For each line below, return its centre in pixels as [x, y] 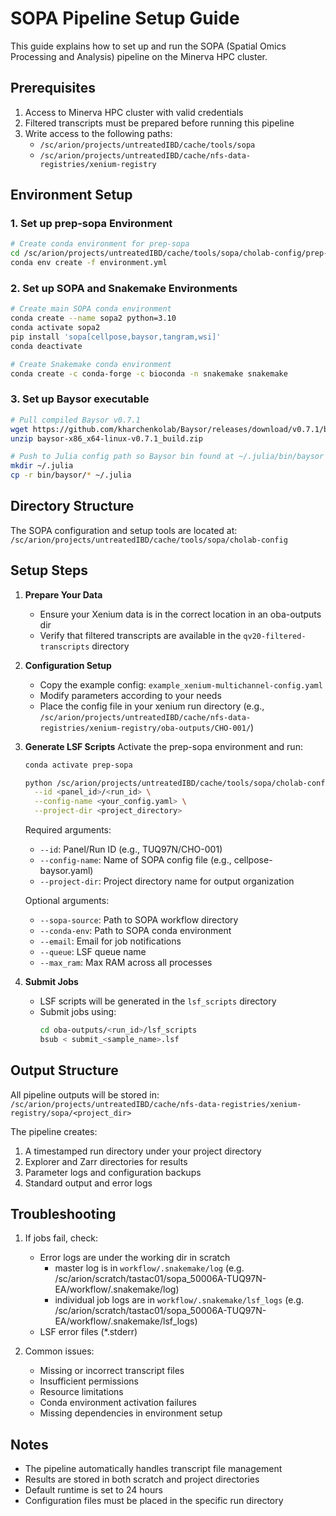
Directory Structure [72, 506]
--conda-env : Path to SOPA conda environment [135, 931]
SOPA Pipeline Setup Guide [125, 18]
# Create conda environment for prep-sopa [100, 244]
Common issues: [59, 1351]
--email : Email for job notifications [110, 941]
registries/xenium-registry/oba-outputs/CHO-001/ [145, 728]
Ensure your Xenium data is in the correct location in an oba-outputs [180, 614]
